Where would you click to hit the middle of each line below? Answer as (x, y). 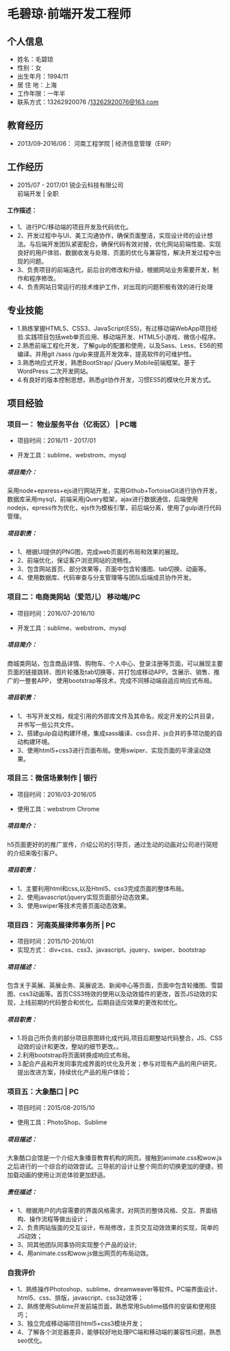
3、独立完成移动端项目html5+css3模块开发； (80, 1323)
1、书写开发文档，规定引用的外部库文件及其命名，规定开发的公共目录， (117, 716)
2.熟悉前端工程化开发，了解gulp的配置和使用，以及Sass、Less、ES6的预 (120, 345)
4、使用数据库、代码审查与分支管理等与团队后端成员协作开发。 (106, 578)
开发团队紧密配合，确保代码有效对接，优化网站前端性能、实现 (134, 244)
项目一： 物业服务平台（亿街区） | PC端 (72, 424)
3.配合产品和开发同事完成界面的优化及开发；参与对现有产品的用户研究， (119, 1063)
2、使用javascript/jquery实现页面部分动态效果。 (85, 897)
